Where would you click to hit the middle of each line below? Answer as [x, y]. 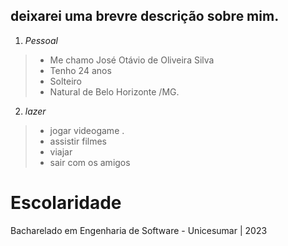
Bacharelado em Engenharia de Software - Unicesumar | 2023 [139, 230]
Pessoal [41, 40]
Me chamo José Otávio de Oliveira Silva [132, 60]
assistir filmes [78, 141]
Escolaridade [66, 203]
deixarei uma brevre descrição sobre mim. [145, 16]
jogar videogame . [87, 130]
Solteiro [65, 81]
